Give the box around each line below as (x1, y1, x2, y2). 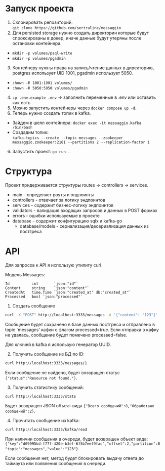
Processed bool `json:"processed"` (5, 294, 83, 299)
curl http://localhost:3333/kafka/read (5, 427, 87, 432)
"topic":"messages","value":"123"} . (5, 446, 80, 452)
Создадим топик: (12, 129, 49, 135)
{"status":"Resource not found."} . (5, 375, 78, 381)
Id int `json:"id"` (5, 281, 79, 286)
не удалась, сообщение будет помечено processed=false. (5, 332, 127, 338)
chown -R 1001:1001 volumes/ (12, 80, 73, 86)
